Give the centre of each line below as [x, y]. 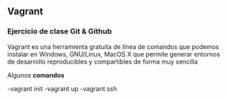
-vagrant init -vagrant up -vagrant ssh [62, 88]
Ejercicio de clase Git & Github [60, 31]
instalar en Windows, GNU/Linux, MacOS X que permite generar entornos [113, 54]
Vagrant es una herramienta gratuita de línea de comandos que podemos [113, 47]
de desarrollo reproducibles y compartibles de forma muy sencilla [103, 62]
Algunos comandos [36, 75]
